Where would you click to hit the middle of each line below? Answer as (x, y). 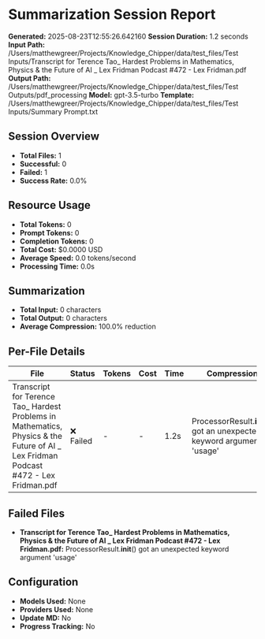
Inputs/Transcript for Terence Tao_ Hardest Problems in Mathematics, (121, 61)
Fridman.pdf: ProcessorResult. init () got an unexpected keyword (124, 549)
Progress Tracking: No (57, 626)
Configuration (43, 582)
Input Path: (27, 44)
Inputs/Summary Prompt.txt (53, 111)
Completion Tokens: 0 (57, 241)
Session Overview (54, 137)
